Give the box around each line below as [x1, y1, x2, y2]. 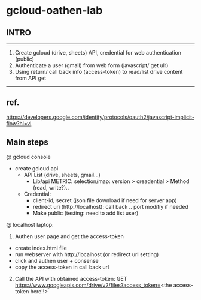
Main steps [6, 137, 49, 148]
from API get [14, 74, 47, 82]
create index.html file [14, 244, 67, 251]
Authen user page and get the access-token [14, 232, 124, 240]
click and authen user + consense [14, 257, 99, 264]
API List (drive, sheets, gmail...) [23, 171, 100, 178]
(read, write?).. [32, 184, 69, 191]
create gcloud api [14, 164, 59, 172]
